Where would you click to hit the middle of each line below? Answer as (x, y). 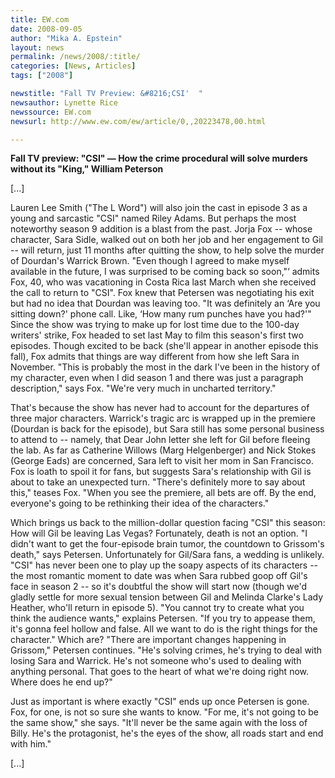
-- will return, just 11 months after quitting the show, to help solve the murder (167, 250)
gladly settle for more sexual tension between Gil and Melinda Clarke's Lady (167, 597)
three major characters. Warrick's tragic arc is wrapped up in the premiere (163, 418)
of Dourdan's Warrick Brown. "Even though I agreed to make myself (150, 261)
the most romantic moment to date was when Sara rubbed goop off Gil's (159, 576)
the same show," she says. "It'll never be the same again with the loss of (159, 723)
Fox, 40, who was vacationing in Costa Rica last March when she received (163, 282)
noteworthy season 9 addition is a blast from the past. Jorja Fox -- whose (161, 229)
